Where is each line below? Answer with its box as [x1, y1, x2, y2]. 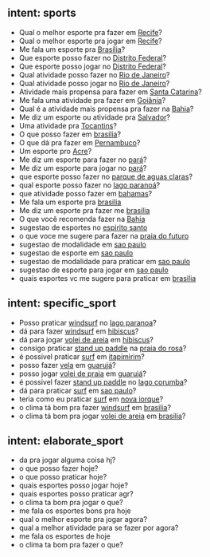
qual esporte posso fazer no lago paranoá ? [18, 180, 161, 190]
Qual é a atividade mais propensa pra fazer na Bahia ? [18, 104, 194, 113]
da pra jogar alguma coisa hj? [18, 455, 116, 465]
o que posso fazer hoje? [18, 464, 99, 473]
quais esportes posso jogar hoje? [18, 480, 129, 490]
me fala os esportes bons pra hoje [18, 506, 132, 516]
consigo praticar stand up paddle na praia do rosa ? [18, 343, 187, 353]
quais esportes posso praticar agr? [18, 489, 134, 499]
